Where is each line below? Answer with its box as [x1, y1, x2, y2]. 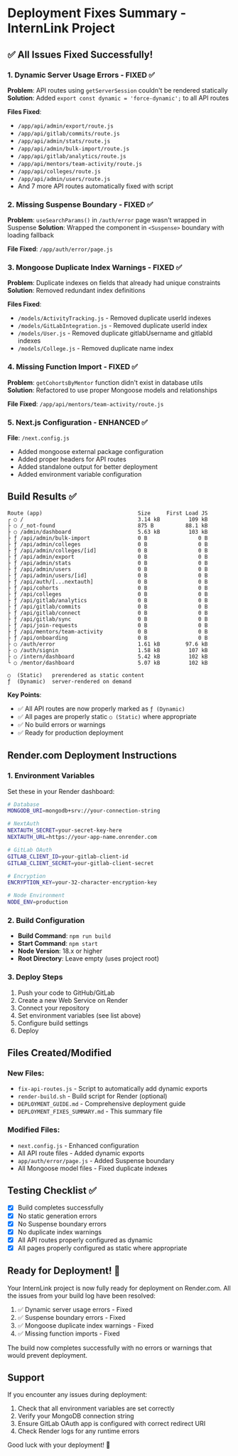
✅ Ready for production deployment [17, 728, 124, 737]
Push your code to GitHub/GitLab [17, 988, 115, 997]
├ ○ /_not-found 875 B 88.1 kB [7, 522, 208, 529]
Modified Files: [7, 1125, 60, 1135]
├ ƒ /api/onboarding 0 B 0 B [7, 634, 208, 641]
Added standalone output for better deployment [17, 463, 158, 471]
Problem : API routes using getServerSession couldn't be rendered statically [7, 86, 228, 94]
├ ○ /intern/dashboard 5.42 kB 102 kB [7, 653, 208, 660]
